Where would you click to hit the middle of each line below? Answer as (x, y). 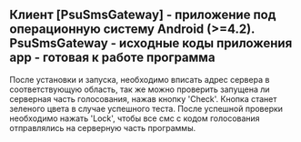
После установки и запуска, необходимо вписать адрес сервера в (140, 79)
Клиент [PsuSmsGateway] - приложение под (143, 15)
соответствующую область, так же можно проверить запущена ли (140, 89)
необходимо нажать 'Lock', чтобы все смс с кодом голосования (135, 118)
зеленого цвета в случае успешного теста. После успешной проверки (146, 108)
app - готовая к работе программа (112, 58)
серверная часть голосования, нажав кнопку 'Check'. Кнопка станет (143, 98)
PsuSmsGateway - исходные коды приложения (151, 43)
